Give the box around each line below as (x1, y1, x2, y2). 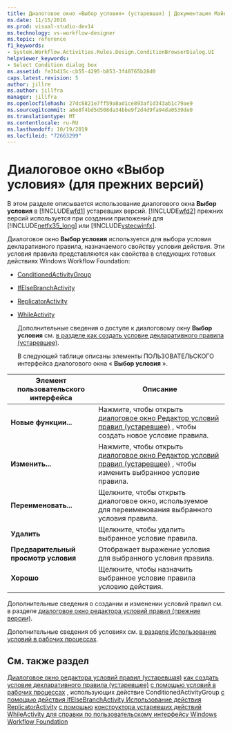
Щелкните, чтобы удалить (97, 525, 185, 534)
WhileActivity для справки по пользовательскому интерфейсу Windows (7, 710, 217, 718)
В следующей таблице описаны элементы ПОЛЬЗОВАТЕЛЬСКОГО (17, 352, 214, 360)
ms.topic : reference (7, 36, 67, 43)
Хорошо (10, 573, 39, 583)
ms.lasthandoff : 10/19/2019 (7, 126, 88, 133)
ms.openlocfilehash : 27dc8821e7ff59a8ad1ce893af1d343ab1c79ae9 (7, 100, 193, 107)
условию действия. (97, 582, 164, 592)
